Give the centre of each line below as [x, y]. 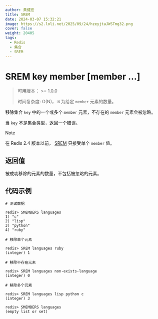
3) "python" [17, 226]
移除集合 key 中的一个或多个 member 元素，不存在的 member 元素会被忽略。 [80, 112]
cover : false [19, 29]
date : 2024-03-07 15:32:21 [33, 19]
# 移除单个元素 [19, 240]
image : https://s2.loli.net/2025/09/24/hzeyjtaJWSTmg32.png [69, 24]
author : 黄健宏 [20, 10]
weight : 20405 [20, 33]
